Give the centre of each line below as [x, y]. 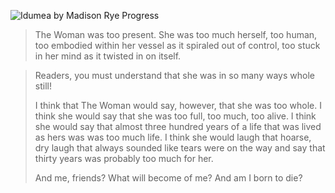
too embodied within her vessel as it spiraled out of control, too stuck [177, 45]
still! [43, 86]
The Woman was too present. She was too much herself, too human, [176, 34]
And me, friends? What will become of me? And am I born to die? [168, 178]
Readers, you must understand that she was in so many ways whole [174, 75]
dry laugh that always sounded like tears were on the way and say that [180, 148]
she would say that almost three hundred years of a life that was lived [178, 126]
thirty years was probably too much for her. [124, 158]
